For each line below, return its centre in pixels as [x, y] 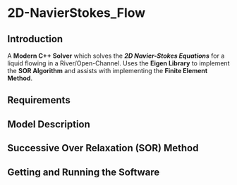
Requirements [39, 100]
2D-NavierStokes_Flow [77, 13]
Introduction [35, 39]
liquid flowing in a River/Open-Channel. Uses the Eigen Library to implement [119, 63]
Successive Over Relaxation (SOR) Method [103, 148]
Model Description [49, 124]
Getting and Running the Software [84, 172]
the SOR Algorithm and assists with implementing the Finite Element [108, 71]
